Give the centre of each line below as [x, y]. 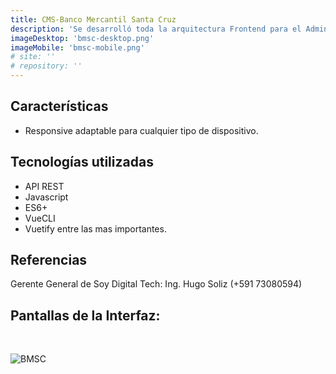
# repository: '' [46, 66]
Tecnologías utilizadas [82, 162]
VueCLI [40, 218]
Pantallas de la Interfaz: [85, 315]
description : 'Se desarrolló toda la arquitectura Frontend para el [156, 29]
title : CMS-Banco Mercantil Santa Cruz [93, 19]
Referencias [49, 260]
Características [59, 106]
